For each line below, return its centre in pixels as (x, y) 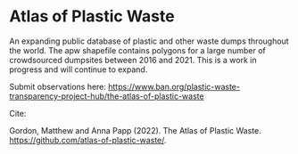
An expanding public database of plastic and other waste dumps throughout (149, 41)
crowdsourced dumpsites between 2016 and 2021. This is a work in (133, 60)
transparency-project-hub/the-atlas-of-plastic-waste (107, 96)
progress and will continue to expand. (79, 69)
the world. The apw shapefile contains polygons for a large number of (137, 50)
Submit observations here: (58, 86)
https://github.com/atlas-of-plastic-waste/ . (88, 140)
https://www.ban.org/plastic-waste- (174, 86)
